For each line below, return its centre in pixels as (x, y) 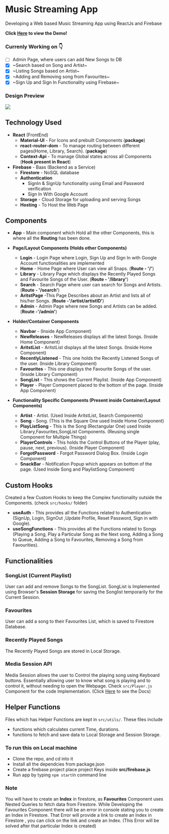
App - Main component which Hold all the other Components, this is (83, 233)
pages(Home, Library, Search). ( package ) (64, 151)
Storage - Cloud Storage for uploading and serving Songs (80, 199)
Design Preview (25, 96)
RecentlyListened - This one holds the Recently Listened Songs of (90, 358)
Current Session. (23, 597)
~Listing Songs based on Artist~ (46, 71)
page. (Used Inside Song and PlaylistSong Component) (77, 469)
